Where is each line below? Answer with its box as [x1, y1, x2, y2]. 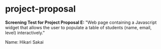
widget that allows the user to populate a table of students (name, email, [5, 24, 152, 30]
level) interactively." [5, 30, 45, 35]
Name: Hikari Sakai [5, 39, 44, 45]
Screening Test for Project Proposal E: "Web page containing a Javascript [5, 19, 157, 25]
